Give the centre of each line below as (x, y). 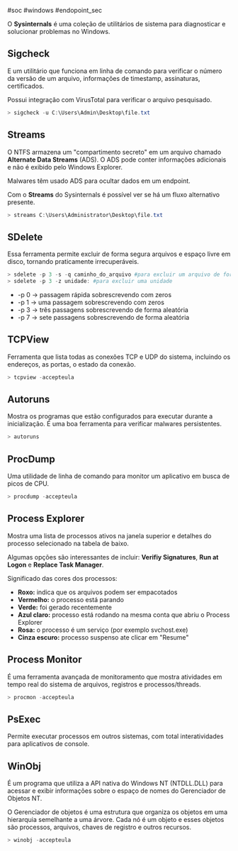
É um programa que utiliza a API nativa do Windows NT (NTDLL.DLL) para (115, 784)
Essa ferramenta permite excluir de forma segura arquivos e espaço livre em (119, 254)
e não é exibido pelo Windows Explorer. (65, 167)
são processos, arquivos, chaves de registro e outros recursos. (100, 827)
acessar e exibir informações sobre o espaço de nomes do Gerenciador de (117, 791)
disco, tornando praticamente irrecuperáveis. (73, 262)
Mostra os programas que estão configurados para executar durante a (110, 416)
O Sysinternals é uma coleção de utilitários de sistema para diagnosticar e (117, 24)
